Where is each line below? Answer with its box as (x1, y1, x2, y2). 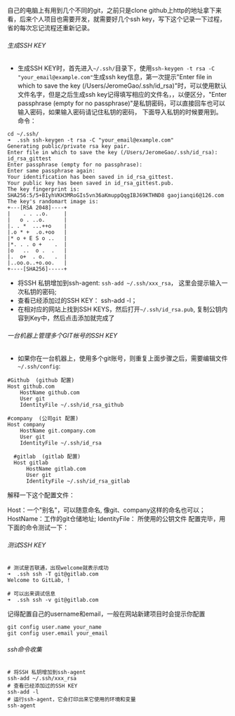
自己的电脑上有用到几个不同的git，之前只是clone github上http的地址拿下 (7, 6, 216, 14)
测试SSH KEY (7, 541, 46, 549)
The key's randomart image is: (7, 198, 99, 205)
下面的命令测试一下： (7, 523, 69, 532)
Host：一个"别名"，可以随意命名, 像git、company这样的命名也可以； (7, 506, 206, 514)
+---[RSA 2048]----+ (7, 204, 68, 212)
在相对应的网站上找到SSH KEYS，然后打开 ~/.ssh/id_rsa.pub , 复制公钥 (17, 305, 222, 313)
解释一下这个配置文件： (7, 491, 75, 499)
